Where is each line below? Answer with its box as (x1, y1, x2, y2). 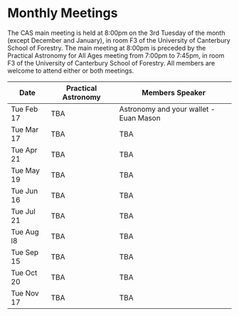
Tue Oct (11, 268, 38, 278)
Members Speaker (142, 88, 206, 98)
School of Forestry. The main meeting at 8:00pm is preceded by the (7, 43, 206, 52)
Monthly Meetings (7, 5, 118, 21)
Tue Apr (11, 144, 38, 154)
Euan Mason (119, 112, 161, 122)
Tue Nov (11, 288, 39, 298)
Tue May (11, 165, 41, 175)
